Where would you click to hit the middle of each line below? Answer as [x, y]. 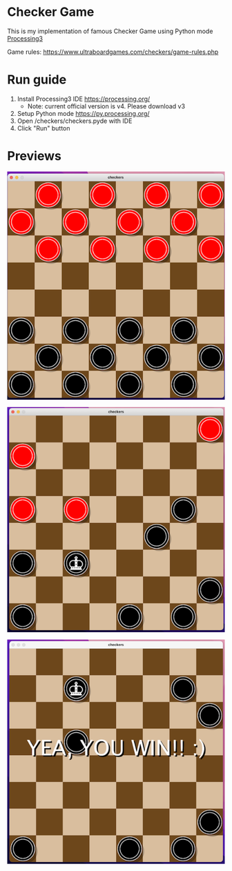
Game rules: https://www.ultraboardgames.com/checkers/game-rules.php [113, 52]
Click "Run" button [43, 128]
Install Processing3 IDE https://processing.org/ [84, 99]
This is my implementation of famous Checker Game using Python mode [110, 31]
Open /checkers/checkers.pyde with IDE [75, 121]
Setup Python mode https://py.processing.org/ [83, 113]
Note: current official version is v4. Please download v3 [106, 106]
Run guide [37, 80]
